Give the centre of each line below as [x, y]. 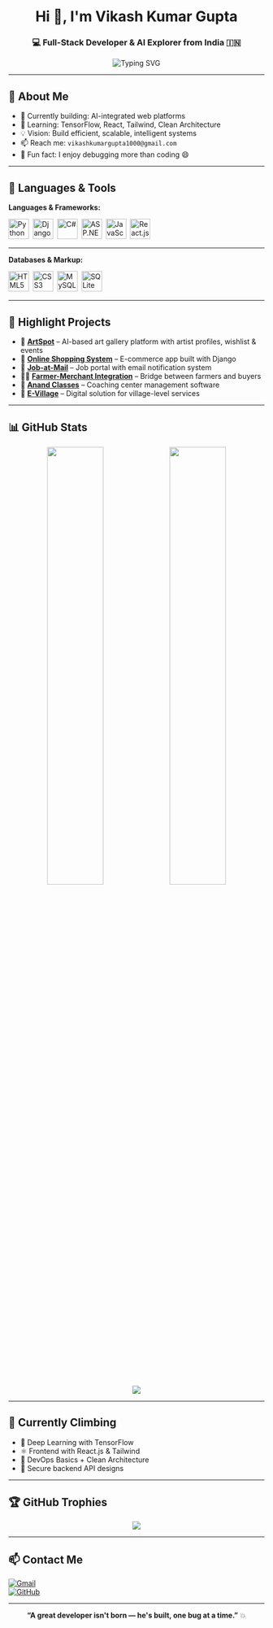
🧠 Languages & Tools [62, 187]
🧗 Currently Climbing [63, 1423]
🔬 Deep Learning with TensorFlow [77, 1442]
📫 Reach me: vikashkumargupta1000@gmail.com [98, 143]
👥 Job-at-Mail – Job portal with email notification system [116, 367]
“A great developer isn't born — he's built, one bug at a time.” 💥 [136, 1615]
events [31, 350]
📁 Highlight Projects [60, 322]
